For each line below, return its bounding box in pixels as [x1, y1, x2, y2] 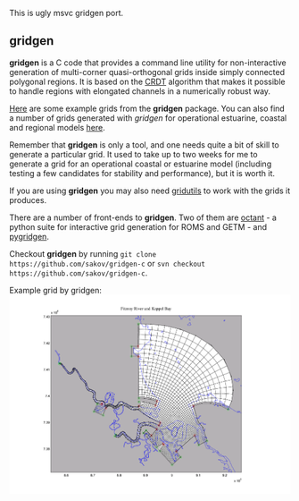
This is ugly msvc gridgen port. [9, 8, 124, 18]
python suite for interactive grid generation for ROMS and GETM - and [9, 221, 268, 232]
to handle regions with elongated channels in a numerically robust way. [9, 85, 270, 97]
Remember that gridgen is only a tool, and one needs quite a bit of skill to [9, 139, 279, 150]
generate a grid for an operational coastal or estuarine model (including [9, 158, 272, 169]
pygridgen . [9, 231, 49, 242]
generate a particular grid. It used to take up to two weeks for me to [9, 149, 258, 159]
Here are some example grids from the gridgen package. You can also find [9, 103, 286, 114]
